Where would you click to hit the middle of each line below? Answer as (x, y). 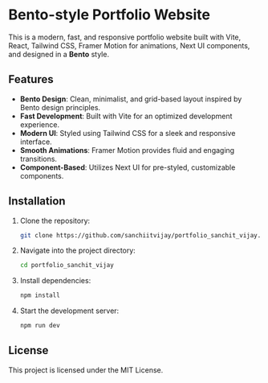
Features (31, 79)
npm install (40, 295)
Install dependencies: (55, 281)
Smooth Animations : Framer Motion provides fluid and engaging (127, 150)
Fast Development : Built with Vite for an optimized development (126, 116)
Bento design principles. (60, 107)
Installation (37, 202)
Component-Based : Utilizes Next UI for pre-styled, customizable (128, 167)
